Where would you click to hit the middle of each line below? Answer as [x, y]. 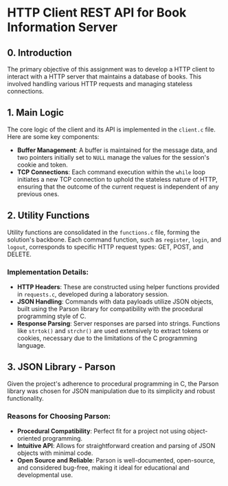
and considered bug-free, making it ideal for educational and [103, 468]
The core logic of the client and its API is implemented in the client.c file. [112, 129]
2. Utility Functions [48, 216]
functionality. [26, 398]
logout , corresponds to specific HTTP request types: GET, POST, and [105, 246]
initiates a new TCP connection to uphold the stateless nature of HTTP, [117, 179]
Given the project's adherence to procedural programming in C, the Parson [113, 383]
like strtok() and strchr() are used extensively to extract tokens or [113, 330]
